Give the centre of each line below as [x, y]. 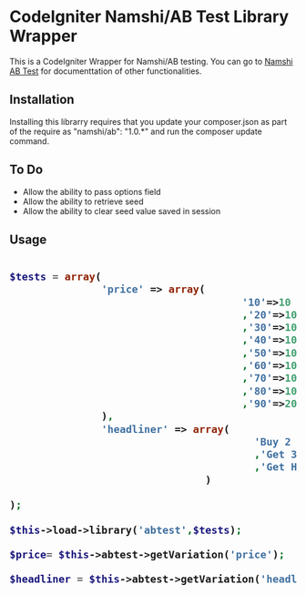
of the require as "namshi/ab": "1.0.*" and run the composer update [136, 131]
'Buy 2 [272, 441]
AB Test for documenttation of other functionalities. [106, 71]
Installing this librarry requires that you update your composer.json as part [148, 121]
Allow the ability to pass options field [92, 191]
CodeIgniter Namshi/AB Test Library [149, 17]
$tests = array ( [56, 277]
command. [30, 141]
